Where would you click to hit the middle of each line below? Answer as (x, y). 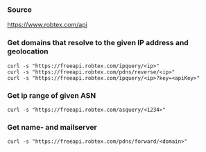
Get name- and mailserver (52, 127)
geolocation (28, 51)
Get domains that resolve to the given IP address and (98, 43)
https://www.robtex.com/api (48, 25)
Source (20, 10)
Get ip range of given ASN (52, 95)
